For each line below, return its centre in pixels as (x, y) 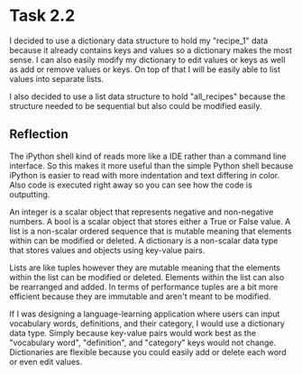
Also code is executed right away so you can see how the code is (131, 185)
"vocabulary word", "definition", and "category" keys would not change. (143, 342)
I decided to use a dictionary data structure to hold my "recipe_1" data (139, 41)
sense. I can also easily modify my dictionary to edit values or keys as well (147, 59)
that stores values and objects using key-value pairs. (107, 250)
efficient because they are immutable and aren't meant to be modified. (140, 296)
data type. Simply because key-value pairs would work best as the (133, 333)
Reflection (39, 135)
